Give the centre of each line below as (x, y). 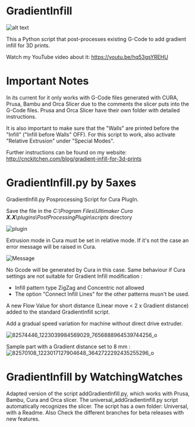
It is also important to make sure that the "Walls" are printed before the (93, 128)
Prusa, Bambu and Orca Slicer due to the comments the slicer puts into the (97, 104)
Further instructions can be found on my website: (66, 152)
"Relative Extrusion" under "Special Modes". (60, 141)
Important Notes (48, 81)
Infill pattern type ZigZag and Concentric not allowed (79, 287)
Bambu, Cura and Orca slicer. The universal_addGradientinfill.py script (92, 400)
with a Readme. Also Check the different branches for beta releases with (95, 412)
